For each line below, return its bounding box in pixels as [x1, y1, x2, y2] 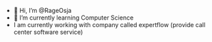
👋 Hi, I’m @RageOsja [13, 7, 72, 14]
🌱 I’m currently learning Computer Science [13, 14, 134, 22]
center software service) [13, 28, 83, 36]
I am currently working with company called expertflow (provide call [13, 21, 206, 28]
